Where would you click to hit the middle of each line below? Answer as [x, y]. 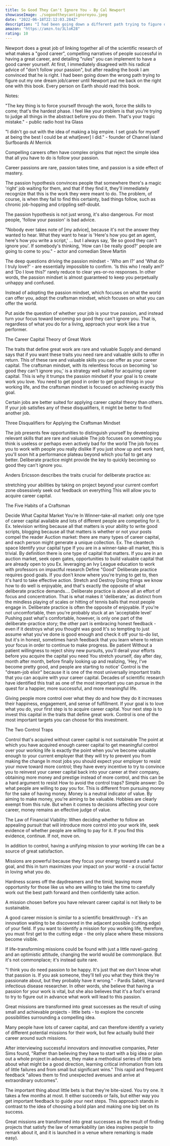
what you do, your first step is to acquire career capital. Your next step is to [84, 709]
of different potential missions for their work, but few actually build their [80, 1033]
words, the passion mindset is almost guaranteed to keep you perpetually [82, 277]
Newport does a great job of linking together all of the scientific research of [84, 48]
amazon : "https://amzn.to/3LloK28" [43, 29]
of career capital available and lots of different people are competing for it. [83, 521]
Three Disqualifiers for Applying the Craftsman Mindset [63, 423]
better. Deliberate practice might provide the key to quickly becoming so [80, 460]
